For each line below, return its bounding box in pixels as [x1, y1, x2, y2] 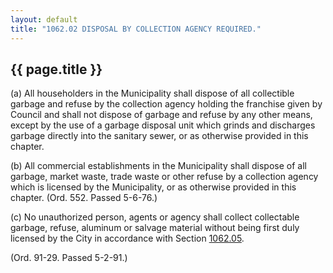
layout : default [10, 14, 78, 25]
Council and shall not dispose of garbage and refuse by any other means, [10, 109, 313, 121]
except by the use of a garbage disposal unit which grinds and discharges [10, 119, 316, 131]
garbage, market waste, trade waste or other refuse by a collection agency [10, 171, 319, 183]
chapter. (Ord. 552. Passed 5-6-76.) [10, 192, 158, 204]
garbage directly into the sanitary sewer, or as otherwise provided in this [10, 130, 309, 142]
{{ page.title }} [10, 61, 103, 78]
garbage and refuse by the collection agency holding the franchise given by [10, 98, 323, 110]
